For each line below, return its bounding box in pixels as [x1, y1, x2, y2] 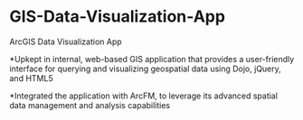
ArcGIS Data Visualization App [9, 36, 122, 47]
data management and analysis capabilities [9, 99, 171, 110]
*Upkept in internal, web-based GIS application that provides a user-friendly [9, 53, 295, 64]
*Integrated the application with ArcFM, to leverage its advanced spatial [9, 90, 279, 101]
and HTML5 [9, 72, 53, 83]
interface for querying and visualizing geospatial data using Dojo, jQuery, [9, 63, 282, 74]
